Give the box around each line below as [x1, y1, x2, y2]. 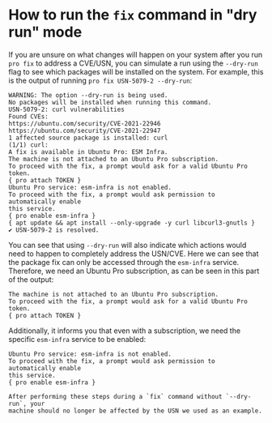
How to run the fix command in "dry [8, 6, 257, 24]
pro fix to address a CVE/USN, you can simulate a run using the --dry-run [8, 58, 259, 68]
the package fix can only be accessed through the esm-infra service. [8, 257, 240, 267]
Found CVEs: [8, 112, 49, 121]
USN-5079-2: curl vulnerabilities [8, 105, 125, 113]
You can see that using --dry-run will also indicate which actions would [8, 240, 247, 250]
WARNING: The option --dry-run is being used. [8, 91, 168, 99]
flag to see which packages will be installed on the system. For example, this [8, 66, 264, 76]
